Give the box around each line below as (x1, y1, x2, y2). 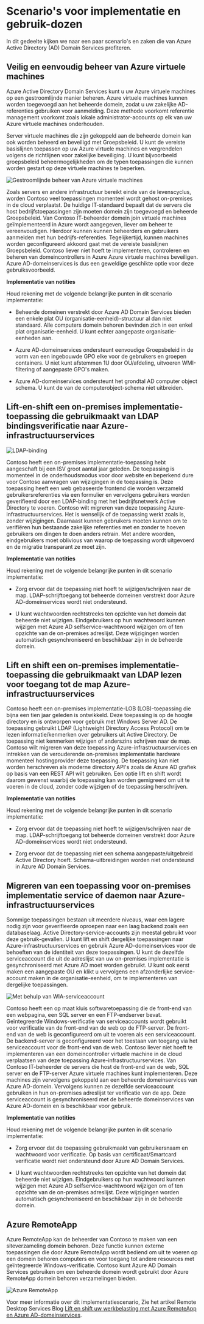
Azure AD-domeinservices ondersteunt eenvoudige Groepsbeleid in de (15, 346, 194, 353)
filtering (15, 365, 35, 373)
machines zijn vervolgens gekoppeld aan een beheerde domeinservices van (6, 1076, 198, 1084)
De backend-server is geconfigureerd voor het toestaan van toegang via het (6, 1037, 198, 1044)
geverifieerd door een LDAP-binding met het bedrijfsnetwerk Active (6, 497, 176, 505)
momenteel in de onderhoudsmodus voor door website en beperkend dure (6, 471, 194, 478)
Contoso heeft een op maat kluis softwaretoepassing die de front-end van (6, 1005, 192, 1012)
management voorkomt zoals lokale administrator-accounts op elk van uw (6, 113, 192, 121)
